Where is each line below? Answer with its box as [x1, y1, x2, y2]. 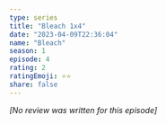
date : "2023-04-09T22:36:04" [9, 30, 118, 39]
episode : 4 [9, 55, 50, 64]
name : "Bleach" [9, 38, 66, 48]
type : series [9, 13, 58, 22]
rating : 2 [9, 64, 47, 73]
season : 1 [9, 47, 47, 56]
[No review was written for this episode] [9, 104, 158, 115]
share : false [9, 80, 58, 89]
